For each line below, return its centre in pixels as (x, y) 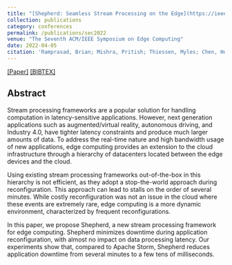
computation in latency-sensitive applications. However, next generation (110, 117)
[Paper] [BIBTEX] (31, 71)
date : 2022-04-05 (32, 46)
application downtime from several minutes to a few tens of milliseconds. (111, 254)
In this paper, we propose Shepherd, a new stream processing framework (112, 224)
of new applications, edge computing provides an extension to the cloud (110, 146)
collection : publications (44, 20)
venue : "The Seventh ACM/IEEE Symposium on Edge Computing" (96, 39)
